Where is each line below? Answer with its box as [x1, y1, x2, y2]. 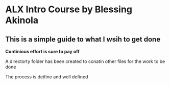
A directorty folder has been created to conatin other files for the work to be [5, 58, 165, 65]
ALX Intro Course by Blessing [5, 4, 133, 15]
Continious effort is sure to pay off [5, 49, 80, 54]
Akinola [5, 14, 39, 26]
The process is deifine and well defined [5, 74, 88, 80]
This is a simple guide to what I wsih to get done [5, 35, 161, 44]
